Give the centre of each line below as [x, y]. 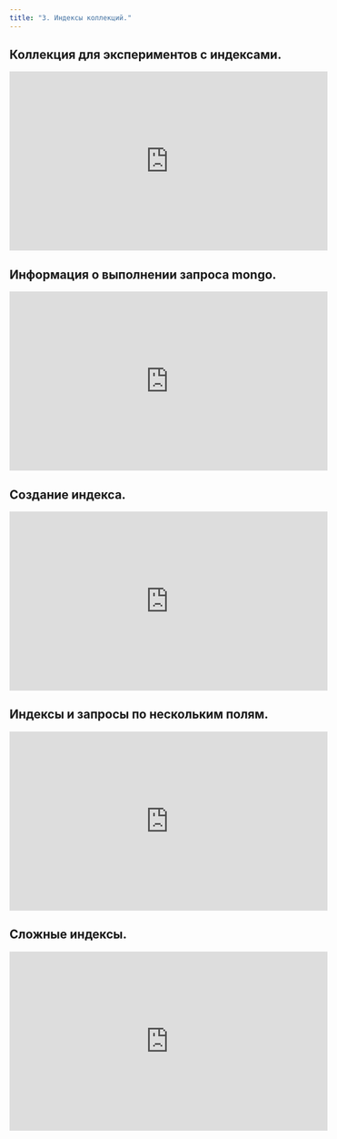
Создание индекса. [68, 494]
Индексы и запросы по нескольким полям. [139, 715]
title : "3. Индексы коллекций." [70, 18]
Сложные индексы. [68, 935]
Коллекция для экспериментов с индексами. [145, 55]
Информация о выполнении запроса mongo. [143, 274]
